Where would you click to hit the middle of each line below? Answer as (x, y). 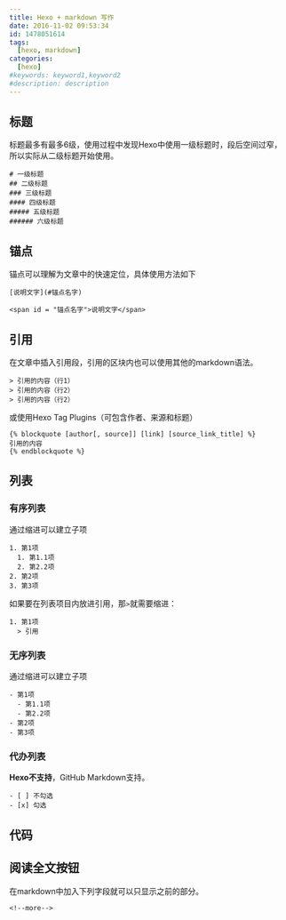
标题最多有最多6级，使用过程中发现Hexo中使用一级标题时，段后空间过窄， (146, 145)
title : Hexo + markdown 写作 (62, 17)
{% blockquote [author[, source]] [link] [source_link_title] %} (132, 435)
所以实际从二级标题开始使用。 (64, 156)
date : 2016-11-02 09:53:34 (59, 26)
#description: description (59, 84)
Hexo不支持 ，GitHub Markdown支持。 (79, 778)
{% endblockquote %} (48, 452)
